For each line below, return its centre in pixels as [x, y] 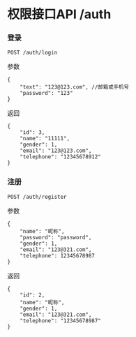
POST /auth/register [37, 197]
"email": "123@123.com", [56, 151]
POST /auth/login [32, 53]
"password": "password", [56, 237]
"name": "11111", [45, 139]
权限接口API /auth [59, 14]
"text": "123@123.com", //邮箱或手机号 [74, 87]
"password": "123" [46, 93]
